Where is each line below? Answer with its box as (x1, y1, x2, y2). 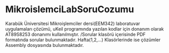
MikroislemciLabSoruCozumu (5, 4, 134, 15)
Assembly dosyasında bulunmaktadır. (5, 42, 84, 48)
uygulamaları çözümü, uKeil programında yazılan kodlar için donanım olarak (5, 25, 164, 32)
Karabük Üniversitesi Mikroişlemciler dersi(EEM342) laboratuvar (5, 20, 140, 26)
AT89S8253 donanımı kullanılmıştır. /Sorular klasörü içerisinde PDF (5, 31, 146, 37)
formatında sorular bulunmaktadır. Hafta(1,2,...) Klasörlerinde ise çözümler (5, 37, 161, 43)
